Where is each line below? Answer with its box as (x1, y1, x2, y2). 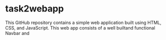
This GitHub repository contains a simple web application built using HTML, (5, 19, 162, 25)
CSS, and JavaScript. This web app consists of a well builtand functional (5, 24, 155, 30)
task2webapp (5, 3, 64, 14)
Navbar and (5, 30, 30, 36)
